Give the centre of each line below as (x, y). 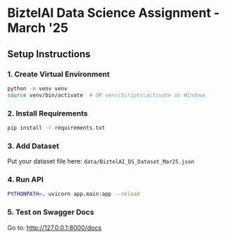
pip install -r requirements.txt (56, 128)
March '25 (38, 28)
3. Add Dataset (33, 146)
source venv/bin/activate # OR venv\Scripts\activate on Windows (107, 95)
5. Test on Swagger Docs (51, 212)
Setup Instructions (49, 54)
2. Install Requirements (48, 113)
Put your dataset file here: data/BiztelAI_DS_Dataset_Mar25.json (101, 161)
